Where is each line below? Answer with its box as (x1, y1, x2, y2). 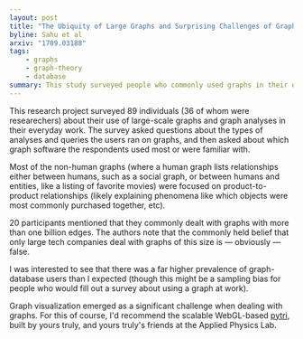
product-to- (223, 180, 268, 191)
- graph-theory (25, 64, 83, 73)
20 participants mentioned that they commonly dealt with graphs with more (9, 217, 289, 228)
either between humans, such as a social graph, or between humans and (9, 171, 280, 182)
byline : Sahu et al (9, 30, 83, 39)
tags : (9, 47, 30, 56)
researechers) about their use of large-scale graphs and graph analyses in (9, 115, 286, 126)
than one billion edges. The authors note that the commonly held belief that (9, 227, 289, 238)
